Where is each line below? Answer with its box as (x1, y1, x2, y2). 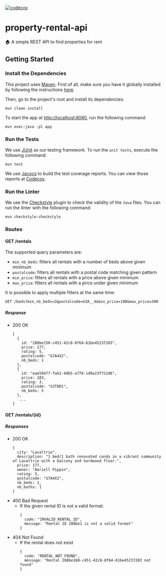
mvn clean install (5, 106, 43, 111)
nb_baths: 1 (17, 485, 42, 490)
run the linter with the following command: (5, 205, 92, 211)
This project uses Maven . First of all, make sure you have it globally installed (5, 81, 161, 87)
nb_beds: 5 (21, 388, 44, 394)
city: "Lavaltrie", (17, 450, 57, 455)
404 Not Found (12, 534, 44, 540)
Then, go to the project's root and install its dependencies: (5, 96, 125, 102)
